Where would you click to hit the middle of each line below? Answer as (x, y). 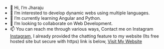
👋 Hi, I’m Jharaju (27, 8)
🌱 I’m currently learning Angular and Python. (55, 18)
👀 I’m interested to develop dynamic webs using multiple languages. (80, 13)
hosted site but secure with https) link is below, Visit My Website (76, 41)
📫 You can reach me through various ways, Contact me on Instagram (82, 29)
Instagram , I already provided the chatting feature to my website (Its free (84, 36)
